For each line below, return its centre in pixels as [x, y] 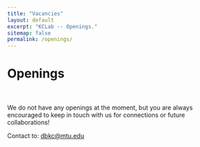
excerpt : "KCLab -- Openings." [52, 26]
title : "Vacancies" [35, 14]
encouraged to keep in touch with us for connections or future [96, 115]
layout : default [31, 20]
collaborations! [28, 123]
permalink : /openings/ [40, 40]
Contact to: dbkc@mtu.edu [46, 136]
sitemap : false [29, 33]
